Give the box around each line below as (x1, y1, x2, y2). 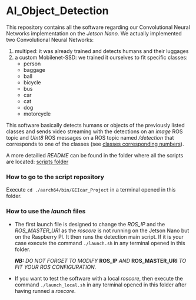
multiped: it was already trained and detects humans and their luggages (14, 47, 189, 54)
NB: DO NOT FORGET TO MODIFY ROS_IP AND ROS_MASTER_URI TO (14, 257, 187, 264)
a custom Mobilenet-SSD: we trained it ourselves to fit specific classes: (14, 54, 188, 61)
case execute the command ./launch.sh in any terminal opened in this (14, 239, 185, 246)
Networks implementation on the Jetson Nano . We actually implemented (6, 29, 182, 37)
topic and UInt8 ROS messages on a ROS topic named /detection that (6, 134, 174, 141)
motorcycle (23, 110, 51, 117)
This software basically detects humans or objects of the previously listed (6, 121, 185, 128)
